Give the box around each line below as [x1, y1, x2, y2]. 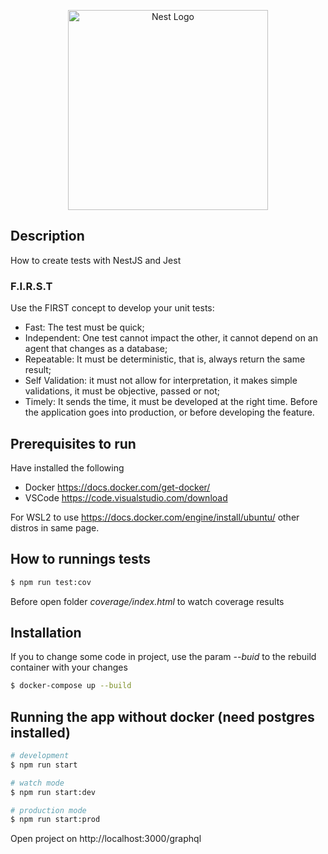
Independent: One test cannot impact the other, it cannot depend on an [24, 332, 318, 344]
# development [10, 751, 70, 761]
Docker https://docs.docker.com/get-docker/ [24, 481, 211, 493]
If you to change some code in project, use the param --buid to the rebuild [10, 651, 317, 663]
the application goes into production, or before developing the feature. [24, 406, 315, 419]
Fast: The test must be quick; [24, 321, 145, 334]
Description [10, 228, 85, 245]
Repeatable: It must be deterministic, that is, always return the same [24, 353, 306, 365]
